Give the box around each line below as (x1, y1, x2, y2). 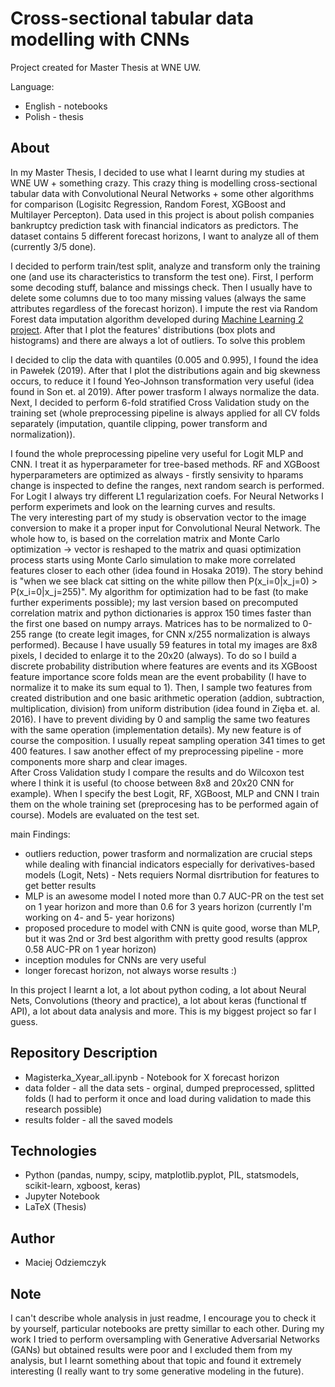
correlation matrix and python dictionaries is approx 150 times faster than (10, 607, 312, 619)
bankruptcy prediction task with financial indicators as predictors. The (10, 219, 299, 231)
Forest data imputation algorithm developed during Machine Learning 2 (10, 313, 304, 325)
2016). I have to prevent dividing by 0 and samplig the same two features (10, 713, 311, 725)
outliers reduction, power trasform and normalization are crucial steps (24, 847, 313, 859)
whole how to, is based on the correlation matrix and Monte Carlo (10, 532, 281, 544)
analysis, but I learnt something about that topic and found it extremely (10, 1355, 302, 1366)
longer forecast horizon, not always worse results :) (24, 964, 238, 976)
